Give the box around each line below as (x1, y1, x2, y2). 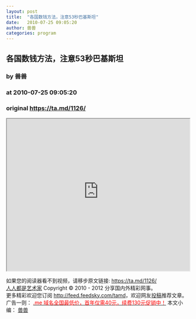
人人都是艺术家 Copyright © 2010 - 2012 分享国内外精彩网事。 (6, 284, 156, 291)
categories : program (6, 30, 57, 36)
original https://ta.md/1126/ (6, 104, 86, 112)
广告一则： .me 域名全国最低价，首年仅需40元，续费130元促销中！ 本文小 (6, 299, 183, 306)
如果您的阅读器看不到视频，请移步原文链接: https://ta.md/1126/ (6, 277, 157, 284)
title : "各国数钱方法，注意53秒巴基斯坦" (6, 14, 99, 20)
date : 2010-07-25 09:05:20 (6, 19, 77, 25)
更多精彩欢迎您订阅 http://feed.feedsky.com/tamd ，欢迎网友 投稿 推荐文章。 (6, 291, 187, 299)
